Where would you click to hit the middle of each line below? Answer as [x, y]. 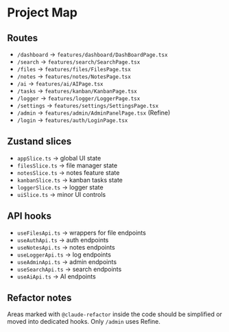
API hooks [29, 216]
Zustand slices [39, 142]
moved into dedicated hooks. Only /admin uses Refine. [84, 322]
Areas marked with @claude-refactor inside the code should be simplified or [115, 314]
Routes [23, 38]
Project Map [42, 13]
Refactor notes [39, 298]
